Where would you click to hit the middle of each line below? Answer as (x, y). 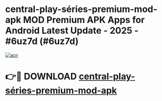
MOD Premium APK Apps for (84, 20)
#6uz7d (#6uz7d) (42, 41)
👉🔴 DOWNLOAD (41, 77)
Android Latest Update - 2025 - (72, 31)
